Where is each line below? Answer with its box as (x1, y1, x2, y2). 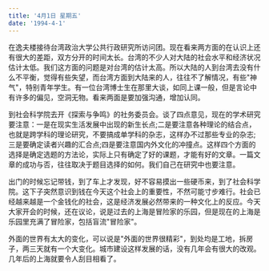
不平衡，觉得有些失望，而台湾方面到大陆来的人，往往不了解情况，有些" (14, 72, 251, 82)
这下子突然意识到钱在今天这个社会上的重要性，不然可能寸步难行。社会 (22, 186, 254, 196)
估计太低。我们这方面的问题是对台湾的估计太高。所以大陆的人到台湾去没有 (8, 62, 254, 72)
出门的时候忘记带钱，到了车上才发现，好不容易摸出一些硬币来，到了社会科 (8, 176, 254, 186)
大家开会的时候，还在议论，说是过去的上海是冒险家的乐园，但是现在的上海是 (8, 206, 261, 216)
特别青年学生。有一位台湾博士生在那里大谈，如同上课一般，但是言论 (25, 82, 251, 92)
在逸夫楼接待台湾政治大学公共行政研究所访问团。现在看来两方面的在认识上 (8, 42, 254, 52)
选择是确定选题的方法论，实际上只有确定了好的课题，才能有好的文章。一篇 (8, 149, 254, 159)
